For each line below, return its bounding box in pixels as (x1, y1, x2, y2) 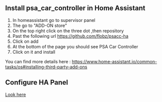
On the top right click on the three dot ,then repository (12, 27, 124, 34)
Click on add (12, 38, 39, 44)
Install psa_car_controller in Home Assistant (5, 4, 146, 12)
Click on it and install (12, 49, 55, 55)
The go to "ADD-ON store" (12, 22, 67, 28)
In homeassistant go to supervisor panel (12, 17, 95, 23)
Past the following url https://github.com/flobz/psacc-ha (12, 33, 128, 39)
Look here (5, 92, 26, 98)
